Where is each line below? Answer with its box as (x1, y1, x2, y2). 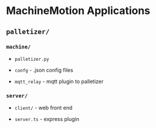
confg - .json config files (14, 66, 73, 74)
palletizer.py (14, 56, 49, 62)
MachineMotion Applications (6, 4, 151, 18)
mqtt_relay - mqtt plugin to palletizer (14, 78, 104, 85)
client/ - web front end (14, 104, 73, 112)
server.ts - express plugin (14, 116, 80, 123)
